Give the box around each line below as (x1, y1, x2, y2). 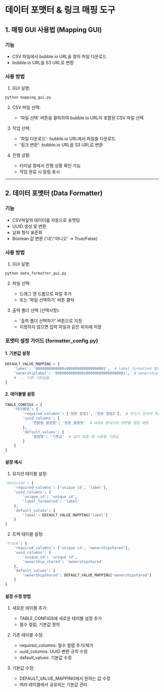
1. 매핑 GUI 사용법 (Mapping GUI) (5, 26, 102, 34)
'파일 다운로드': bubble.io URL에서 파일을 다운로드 (19, 136, 116, 142)
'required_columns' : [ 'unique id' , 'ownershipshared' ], (14, 545, 130, 551)
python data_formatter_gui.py (5, 271, 67, 276)
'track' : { (5, 541, 27, 546)
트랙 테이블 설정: (12, 531, 44, 537)
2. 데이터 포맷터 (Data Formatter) (5, 189, 103, 198)
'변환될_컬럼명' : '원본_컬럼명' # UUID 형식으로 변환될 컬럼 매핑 (31, 420, 149, 426)
